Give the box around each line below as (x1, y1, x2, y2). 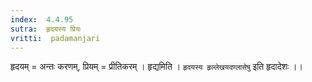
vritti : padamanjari (10, 33, 101, 43)
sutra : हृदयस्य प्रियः (10, 24, 82, 34)
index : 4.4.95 (10, 14, 74, 25)
